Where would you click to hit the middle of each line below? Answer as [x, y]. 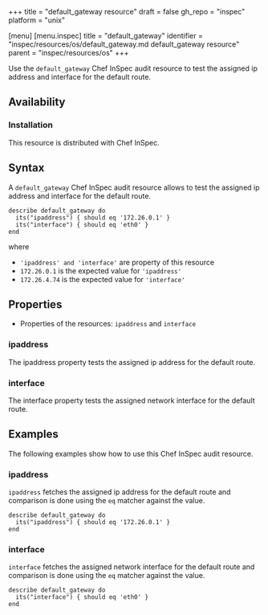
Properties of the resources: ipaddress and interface [108, 324]
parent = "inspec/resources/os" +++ [69, 53]
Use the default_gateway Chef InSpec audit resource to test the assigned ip [133, 68]
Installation [31, 125]
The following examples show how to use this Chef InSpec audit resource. [131, 453]
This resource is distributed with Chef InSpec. [84, 142]
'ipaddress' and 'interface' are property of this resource [117, 262]
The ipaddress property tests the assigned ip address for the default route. [132, 362]
